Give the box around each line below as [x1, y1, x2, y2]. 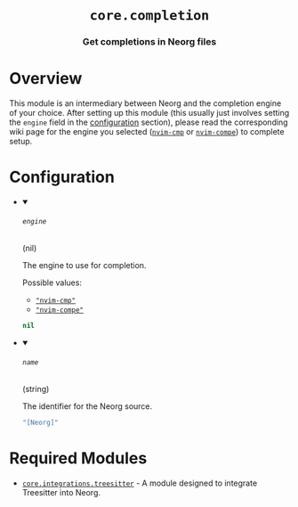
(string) [21, 384, 50, 395]
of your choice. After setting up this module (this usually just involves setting [9, 108, 290, 119]
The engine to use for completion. [21, 260, 147, 271]
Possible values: [21, 277, 83, 288]
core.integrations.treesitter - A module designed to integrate [21, 478, 258, 488]
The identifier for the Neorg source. [21, 401, 153, 412]
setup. [9, 136, 33, 147]
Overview [9, 69, 83, 89]
